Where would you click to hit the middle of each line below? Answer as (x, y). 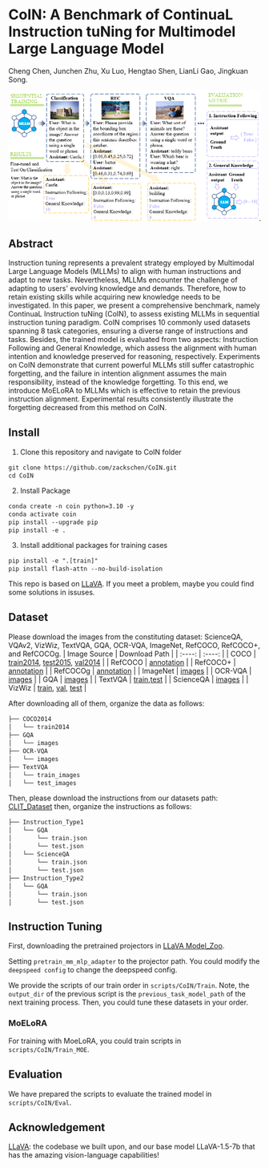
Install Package (45, 490)
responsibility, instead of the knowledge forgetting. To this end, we (118, 382)
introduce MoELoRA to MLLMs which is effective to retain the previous (124, 391)
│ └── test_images (43, 783)
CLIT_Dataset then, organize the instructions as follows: (100, 806)
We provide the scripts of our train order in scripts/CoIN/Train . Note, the (129, 985)
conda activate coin (43, 514)
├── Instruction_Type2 (46, 878)
